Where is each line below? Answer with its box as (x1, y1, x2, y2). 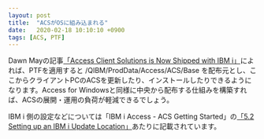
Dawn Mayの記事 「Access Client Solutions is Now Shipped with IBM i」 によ (8, 56, 255, 65)
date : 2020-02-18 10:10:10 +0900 (8, 26, 125, 34)
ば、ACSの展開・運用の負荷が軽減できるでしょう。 (8, 95, 174, 104)
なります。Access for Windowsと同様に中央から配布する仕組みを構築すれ (8, 86, 247, 95)
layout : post (8, 11, 51, 20)
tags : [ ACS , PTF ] (8, 33, 65, 42)
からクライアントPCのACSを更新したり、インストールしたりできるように (14, 75, 252, 85)
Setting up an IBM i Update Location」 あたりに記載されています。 (8, 122, 221, 131)
